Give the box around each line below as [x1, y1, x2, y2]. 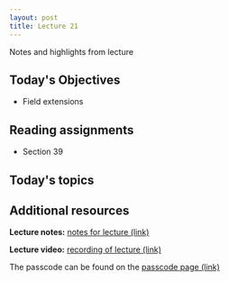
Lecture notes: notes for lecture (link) [9, 227, 150, 238]
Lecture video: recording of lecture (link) [9, 244, 162, 255]
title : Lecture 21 [9, 22, 78, 31]
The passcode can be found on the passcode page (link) [9, 262, 221, 273]
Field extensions [22, 96, 84, 107]
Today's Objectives [9, 72, 121, 87]
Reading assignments [9, 122, 134, 138]
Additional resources [9, 203, 130, 218]
